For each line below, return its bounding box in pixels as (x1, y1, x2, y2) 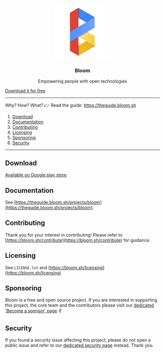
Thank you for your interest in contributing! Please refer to (5, 232, 123, 238)
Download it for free (5, 88, 46, 94)
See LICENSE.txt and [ (5, 264, 50, 270)
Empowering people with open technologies (38, 78, 127, 84)
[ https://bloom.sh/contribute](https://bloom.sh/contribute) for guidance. (5, 237, 151, 243)
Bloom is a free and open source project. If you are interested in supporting (5, 297, 158, 303)
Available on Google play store (5, 172, 67, 178)
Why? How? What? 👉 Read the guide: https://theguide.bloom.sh (5, 103, 137, 108)
